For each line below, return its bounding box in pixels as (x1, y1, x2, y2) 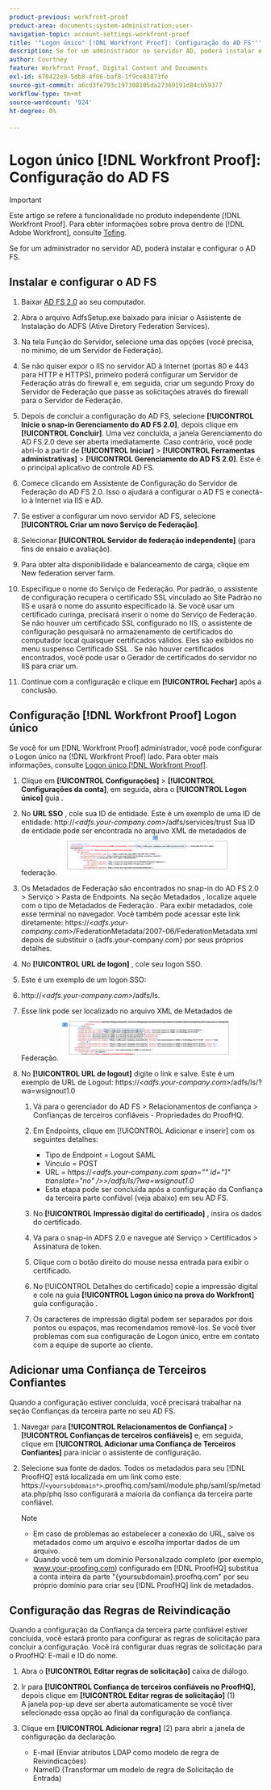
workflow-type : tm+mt (9, 90, 82, 98)
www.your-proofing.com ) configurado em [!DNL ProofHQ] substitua (32, 1563, 259, 1573)
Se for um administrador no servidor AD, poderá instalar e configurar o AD (9, 243, 256, 254)
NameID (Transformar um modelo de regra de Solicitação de (32, 1765, 235, 1775)
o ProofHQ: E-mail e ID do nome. (9, 1651, 118, 1661)
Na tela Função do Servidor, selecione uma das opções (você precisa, (20, 336, 254, 347)
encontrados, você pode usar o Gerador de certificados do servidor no (20, 652, 257, 662)
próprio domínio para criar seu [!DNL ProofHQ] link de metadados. (32, 1580, 254, 1590)
